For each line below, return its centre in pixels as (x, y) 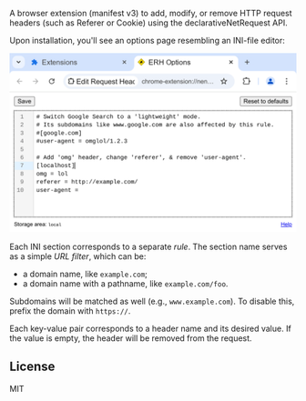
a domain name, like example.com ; (85, 274)
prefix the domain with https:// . (70, 311)
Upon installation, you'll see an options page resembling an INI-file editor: (147, 40)
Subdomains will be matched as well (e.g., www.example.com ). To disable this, (152, 301)
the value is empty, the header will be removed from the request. (131, 338)
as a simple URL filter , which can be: (78, 256)
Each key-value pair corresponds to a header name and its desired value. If (150, 328)
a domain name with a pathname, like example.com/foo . (125, 284)
